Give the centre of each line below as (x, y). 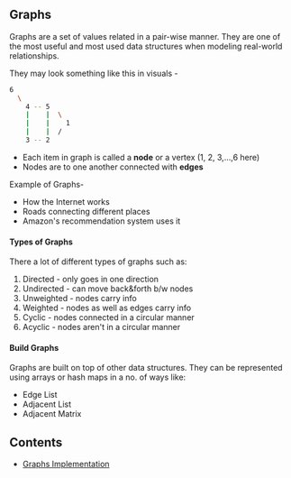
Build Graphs (34, 347)
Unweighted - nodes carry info (79, 299)
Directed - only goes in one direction (91, 280)
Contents (36, 442)
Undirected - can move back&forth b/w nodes (108, 289)
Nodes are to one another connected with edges (113, 167)
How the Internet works (66, 201)
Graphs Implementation (66, 464)
